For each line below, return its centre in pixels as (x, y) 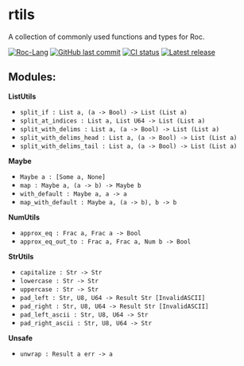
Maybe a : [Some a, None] (62, 177)
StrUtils (21, 256)
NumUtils (24, 217)
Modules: (32, 77)
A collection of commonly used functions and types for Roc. (107, 37)
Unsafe (21, 338)
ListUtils (22, 96)
